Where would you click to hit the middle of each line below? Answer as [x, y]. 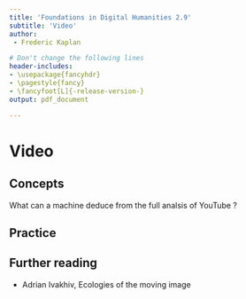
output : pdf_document [49, 99]
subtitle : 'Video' [43, 26]
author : [23, 34]
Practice [33, 233]
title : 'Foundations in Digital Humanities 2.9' [100, 17]
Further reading [53, 263]
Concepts [37, 184]
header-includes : [41, 67]
